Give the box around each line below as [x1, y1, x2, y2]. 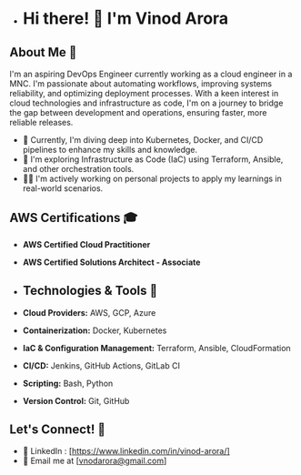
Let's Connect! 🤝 [9, 422, 106, 438]
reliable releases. [9, 117, 74, 127]
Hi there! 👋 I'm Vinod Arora [22, 8, 229, 29]
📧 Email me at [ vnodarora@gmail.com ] [22, 455, 167, 467]
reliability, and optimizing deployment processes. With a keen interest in [9, 88, 279, 98]
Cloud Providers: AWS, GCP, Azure [22, 307, 156, 318]
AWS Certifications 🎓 [9, 210, 138, 226]
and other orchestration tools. [22, 164, 135, 174]
